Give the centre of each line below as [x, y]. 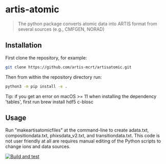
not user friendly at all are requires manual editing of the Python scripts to [83, 141]
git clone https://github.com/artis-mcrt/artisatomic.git [68, 67]
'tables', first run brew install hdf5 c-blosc [49, 102]
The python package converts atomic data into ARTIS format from [87, 24]
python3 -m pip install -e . [36, 86]
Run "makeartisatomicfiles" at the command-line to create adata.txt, [77, 130]
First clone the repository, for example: [46, 58]
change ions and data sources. [38, 147]
